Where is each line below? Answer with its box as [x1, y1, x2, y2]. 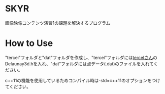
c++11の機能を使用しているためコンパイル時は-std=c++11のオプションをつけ [5, 77, 161, 83]
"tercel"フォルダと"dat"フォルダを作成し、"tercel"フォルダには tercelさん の [5, 54, 158, 60]
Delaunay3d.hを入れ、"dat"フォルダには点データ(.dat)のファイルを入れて [5, 60, 154, 67]
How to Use [5, 38, 53, 49]
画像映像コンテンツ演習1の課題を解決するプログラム [5, 20, 111, 26]
